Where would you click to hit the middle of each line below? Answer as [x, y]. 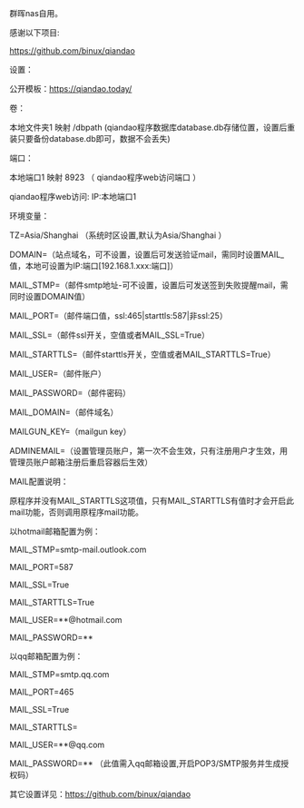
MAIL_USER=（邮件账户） [58, 374]
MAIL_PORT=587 [42, 567]
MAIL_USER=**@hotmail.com [66, 620]
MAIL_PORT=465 [42, 692]
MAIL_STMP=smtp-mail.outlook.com [78, 549]
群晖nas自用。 [36, 13]
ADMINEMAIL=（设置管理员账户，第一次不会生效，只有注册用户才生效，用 [149, 451]
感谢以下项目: [35, 33]
